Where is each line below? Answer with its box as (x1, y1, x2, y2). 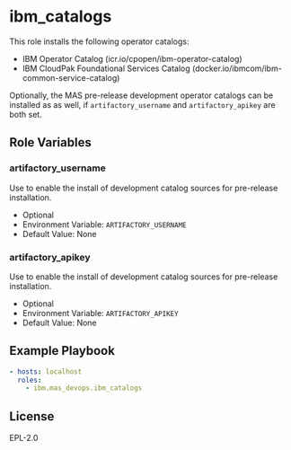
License (9, 409, 55, 424)
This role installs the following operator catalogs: (9, 36, 190, 47)
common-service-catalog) (22, 72, 120, 83)
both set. (9, 109, 42, 119)
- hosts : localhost (9, 366, 83, 376)
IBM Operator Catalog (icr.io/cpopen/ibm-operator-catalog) (22, 53, 242, 64)
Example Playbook (9, 343, 115, 358)
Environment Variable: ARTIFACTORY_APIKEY (22, 307, 179, 318)
